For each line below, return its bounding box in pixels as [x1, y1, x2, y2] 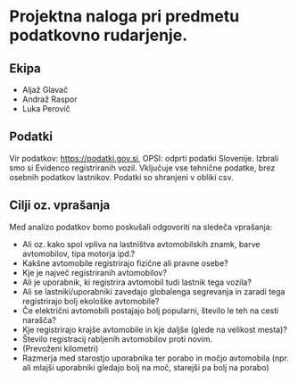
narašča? [21, 314, 56, 325]
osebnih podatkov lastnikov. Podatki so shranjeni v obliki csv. [9, 171, 234, 182]
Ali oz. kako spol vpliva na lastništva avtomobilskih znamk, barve [21, 238, 261, 249]
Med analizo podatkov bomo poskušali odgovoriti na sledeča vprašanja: [9, 221, 273, 232]
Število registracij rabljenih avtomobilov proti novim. [21, 333, 212, 345]
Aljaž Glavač [21, 85, 69, 95]
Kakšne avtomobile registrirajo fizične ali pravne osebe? [21, 257, 229, 269]
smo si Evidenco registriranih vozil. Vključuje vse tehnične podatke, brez [9, 162, 276, 173]
